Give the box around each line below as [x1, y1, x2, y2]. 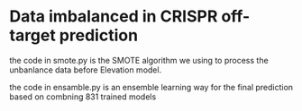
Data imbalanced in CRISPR [9, 6, 218, 27]
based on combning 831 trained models [9, 91, 157, 102]
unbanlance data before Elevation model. [9, 64, 162, 75]
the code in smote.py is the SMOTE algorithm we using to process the [9, 55, 269, 65]
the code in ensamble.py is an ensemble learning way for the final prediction [9, 81, 294, 92]
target [9, 25, 56, 46]
